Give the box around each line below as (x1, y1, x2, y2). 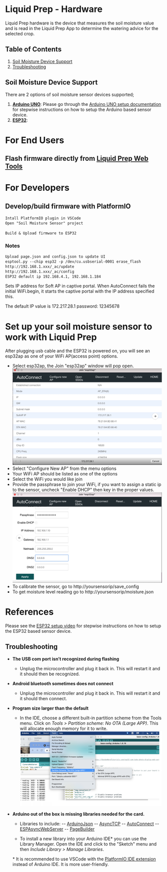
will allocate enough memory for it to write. (19, 725, 108, 731)
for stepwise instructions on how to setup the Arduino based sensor (12, 106, 152, 112)
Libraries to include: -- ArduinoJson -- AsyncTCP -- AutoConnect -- (19, 821, 160, 827)
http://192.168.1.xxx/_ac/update (5, 264, 75, 269)
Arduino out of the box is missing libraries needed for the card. (12, 811, 145, 817)
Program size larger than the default (12, 705, 88, 711)
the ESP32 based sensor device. (5, 628, 72, 634)
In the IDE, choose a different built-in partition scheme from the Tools (19, 715, 162, 721)
